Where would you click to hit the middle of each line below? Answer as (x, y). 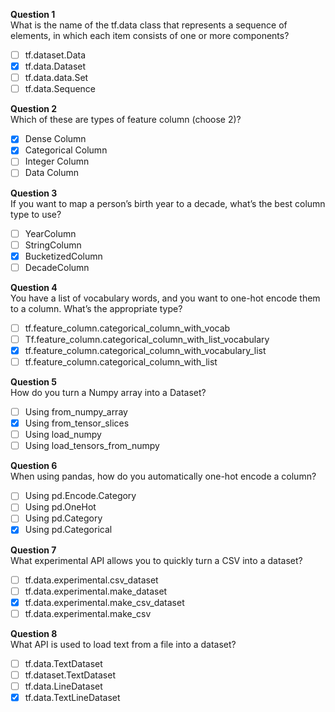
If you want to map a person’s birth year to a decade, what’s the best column (168, 203)
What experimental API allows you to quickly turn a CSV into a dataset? (156, 560)
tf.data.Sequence (60, 89)
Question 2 (34, 109)
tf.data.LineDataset (63, 686)
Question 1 (33, 14)
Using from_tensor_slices (77, 423)
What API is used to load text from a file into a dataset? (123, 644)
